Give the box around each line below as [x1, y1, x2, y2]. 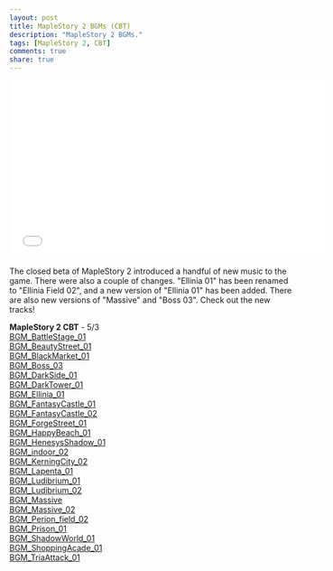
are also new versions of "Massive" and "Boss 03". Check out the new [9, 295, 271, 305]
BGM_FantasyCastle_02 [9, 408, 97, 418]
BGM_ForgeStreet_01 [9, 417, 88, 428]
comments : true [9, 47, 67, 56]
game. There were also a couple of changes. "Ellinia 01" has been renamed [9, 276, 289, 285]
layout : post [9, 13, 59, 23]
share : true [9, 55, 54, 64]
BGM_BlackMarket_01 [9, 351, 90, 361]
